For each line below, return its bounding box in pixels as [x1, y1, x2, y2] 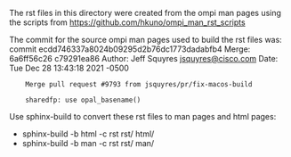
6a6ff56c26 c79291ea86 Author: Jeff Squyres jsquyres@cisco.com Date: [9, 54, 279, 63]
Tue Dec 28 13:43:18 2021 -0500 [9, 62, 129, 73]
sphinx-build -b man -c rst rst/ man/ [21, 138, 155, 148]
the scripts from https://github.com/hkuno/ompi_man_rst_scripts [9, 17, 247, 28]
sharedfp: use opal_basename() [25, 95, 141, 104]
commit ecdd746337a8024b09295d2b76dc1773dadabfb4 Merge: [9, 44, 251, 54]
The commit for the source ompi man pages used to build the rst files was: [9, 35, 282, 45]
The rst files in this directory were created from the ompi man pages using [9, 8, 282, 18]
